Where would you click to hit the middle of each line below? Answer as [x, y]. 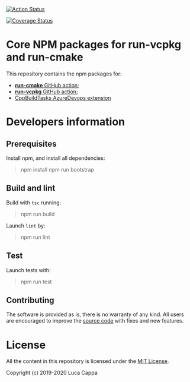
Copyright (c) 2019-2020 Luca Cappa [52, 373]
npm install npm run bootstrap [57, 169]
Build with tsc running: [34, 203]
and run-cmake [45, 57]
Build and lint [31, 188]
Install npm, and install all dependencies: [56, 158]
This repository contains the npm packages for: [64, 74]
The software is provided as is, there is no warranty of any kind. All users [95, 314]
